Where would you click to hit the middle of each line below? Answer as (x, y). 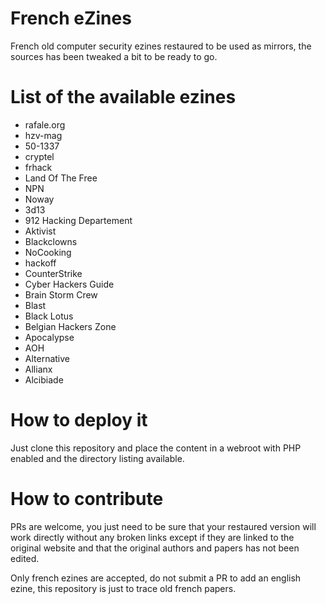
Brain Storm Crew (61, 294)
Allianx (38, 369)
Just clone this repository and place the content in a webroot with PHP (156, 448)
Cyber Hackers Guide (69, 284)
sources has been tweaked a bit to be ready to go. (114, 56)
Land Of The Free (61, 178)
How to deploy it (79, 420)
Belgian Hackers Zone (70, 326)
